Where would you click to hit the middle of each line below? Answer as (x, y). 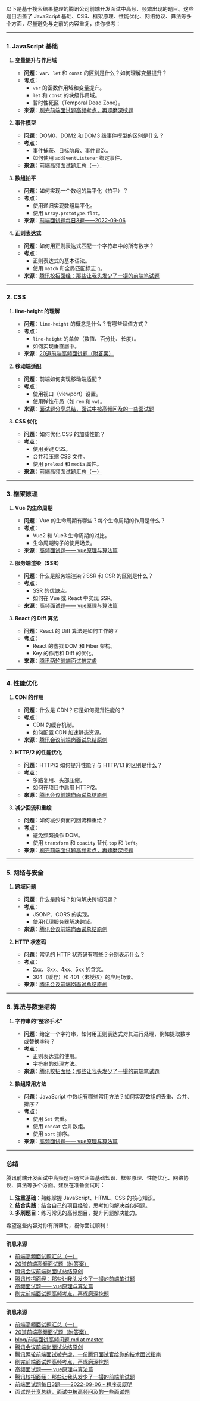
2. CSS (16, 297)
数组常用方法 (30, 1084)
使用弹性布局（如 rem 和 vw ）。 (69, 401)
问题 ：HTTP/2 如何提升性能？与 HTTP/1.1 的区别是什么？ (93, 765)
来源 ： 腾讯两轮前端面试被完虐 (60, 660)
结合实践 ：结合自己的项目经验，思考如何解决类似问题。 (82, 1205)
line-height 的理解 (37, 311)
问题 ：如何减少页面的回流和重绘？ (65, 820)
